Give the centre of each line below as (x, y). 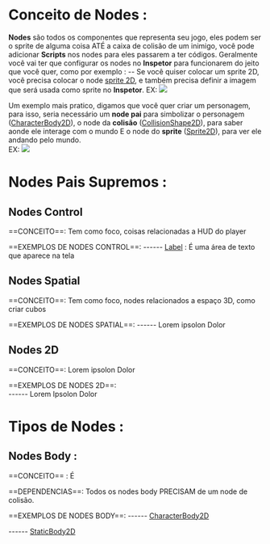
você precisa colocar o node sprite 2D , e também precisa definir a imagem (132, 80)
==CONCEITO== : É (42, 475)
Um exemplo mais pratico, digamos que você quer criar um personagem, (130, 105)
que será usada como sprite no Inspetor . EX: (83, 90)
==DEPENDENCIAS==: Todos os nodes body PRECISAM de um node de (128, 491)
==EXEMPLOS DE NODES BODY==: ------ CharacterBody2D (109, 516)
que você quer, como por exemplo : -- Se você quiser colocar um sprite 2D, (134, 71)
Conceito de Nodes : (78, 15)
